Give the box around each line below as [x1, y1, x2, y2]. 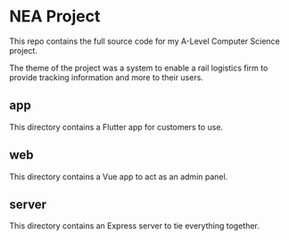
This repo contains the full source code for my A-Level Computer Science [9, 36, 280, 46]
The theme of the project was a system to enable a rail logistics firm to [9, 62, 268, 73]
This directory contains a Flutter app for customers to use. [9, 121, 224, 132]
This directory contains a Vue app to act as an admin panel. [9, 171, 228, 182]
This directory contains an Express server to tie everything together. [9, 220, 260, 231]
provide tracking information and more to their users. [9, 71, 203, 82]
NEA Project [9, 6, 101, 27]
